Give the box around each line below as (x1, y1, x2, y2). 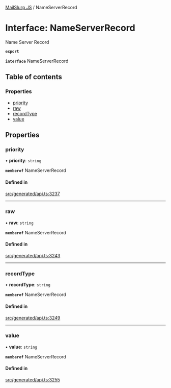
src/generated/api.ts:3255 (5, 377, 60, 383)
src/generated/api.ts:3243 (5, 253, 61, 259)
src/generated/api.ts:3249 (5, 314, 61, 321)
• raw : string (5, 220, 34, 226)
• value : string (5, 344, 37, 350)
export (5, 48, 19, 54)
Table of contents (5, 72, 62, 81)
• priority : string (5, 158, 42, 164)
